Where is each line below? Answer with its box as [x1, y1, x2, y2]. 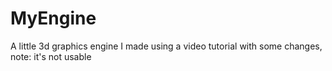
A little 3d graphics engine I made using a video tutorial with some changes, [10, 40, 323, 52]
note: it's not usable [10, 50, 92, 62]
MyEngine [10, 7, 97, 30]
